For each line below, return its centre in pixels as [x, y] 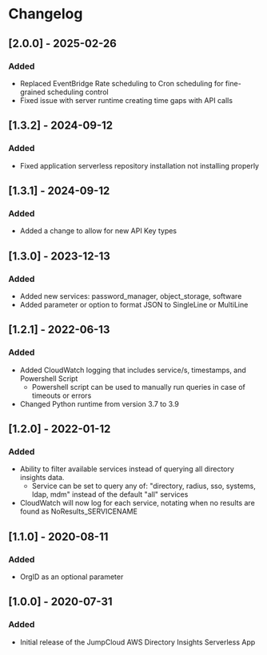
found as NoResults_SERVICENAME [79, 511]
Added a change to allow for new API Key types [98, 231]
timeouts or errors [62, 395]
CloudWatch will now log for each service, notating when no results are [137, 503]
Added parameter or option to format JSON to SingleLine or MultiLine [134, 304]
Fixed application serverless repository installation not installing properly [139, 165]
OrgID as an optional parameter [72, 577]
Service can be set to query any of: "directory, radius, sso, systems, [143, 486]
